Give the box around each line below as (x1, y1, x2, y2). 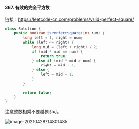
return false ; (23, 90, 52, 95)
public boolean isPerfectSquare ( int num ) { (14, 31, 105, 36)
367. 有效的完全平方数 (5, 4, 50, 10)
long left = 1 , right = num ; (23, 35, 83, 40)
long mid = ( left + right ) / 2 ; (31, 44, 98, 49)
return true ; (40, 54, 68, 59)
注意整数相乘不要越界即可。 (5, 109, 62, 115)
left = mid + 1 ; (40, 72, 74, 77)
